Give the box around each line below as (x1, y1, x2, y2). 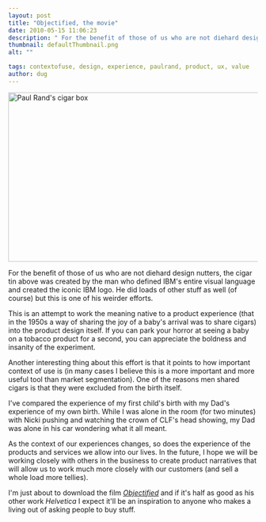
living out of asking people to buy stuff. (8, 505, 136, 514)
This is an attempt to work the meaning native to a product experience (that (8, 308, 255, 318)
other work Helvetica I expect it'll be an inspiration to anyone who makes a (8, 496, 252, 505)
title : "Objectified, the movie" (8, 19, 119, 27)
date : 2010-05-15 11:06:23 (8, 26, 97, 34)
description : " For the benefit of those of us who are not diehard (8, 33, 239, 42)
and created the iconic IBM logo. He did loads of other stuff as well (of (8, 284, 237, 294)
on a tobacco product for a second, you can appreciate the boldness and (8, 333, 247, 343)
